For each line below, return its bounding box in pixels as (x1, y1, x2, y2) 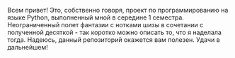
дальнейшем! (7, 43, 48, 51)
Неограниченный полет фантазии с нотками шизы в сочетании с (7, 21, 204, 29)
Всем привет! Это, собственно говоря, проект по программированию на (7, 6, 229, 14)
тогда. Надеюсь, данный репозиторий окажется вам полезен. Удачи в (7, 36, 221, 44)
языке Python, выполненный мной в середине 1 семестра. (7, 13, 184, 22)
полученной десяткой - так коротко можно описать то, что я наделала (7, 28, 222, 36)
